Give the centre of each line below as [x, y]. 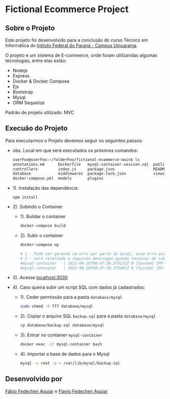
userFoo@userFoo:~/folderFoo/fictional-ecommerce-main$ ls [76, 160]
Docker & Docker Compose [41, 81]
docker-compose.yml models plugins [58, 179]
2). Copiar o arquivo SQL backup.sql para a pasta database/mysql [88, 316]
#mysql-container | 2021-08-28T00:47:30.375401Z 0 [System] [87, 268]
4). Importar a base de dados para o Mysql [65, 354]
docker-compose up [39, 245]
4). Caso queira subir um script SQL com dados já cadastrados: [79, 287]
